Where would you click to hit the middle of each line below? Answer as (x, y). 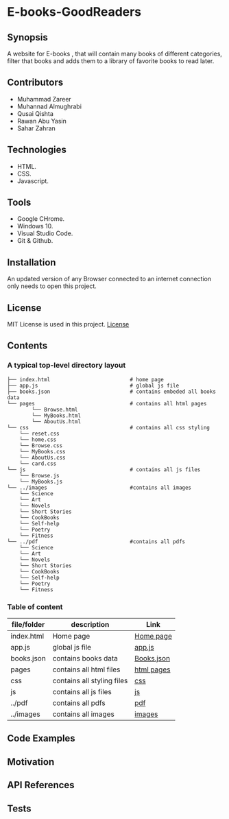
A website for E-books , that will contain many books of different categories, (115, 54)
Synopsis (27, 37)
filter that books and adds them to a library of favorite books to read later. (111, 61)
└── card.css (38, 464)
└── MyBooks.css (43, 451)
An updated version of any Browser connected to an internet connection (109, 279)
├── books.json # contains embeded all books (111, 392)
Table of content (35, 606)
